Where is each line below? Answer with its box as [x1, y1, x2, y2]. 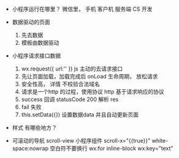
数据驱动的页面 [12, 18, 50, 26]
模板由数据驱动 [21, 39, 59, 46]
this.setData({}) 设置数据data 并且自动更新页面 [21, 111, 139, 118]
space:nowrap [12, 145, 49, 152]
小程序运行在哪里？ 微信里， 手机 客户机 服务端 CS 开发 [12, 6, 153, 12]
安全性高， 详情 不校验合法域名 [21, 80, 100, 88]
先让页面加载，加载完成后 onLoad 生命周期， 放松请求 [21, 73, 158, 80]
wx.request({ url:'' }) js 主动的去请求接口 [21, 65, 123, 72]
